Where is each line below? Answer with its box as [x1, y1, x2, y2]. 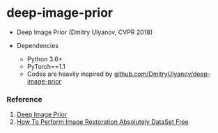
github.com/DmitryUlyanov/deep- [114, 70, 210, 78]
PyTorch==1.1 [26, 62, 65, 70]
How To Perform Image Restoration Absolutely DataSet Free [16, 118, 189, 126]
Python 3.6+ [26, 54, 63, 63]
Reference [6, 94, 42, 104]
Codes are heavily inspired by [26, 70, 113, 78]
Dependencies [16, 41, 59, 49]
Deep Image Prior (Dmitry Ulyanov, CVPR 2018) [16, 28, 153, 36]
